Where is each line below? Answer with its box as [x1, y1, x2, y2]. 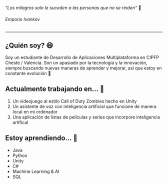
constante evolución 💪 [5, 70, 51, 76]
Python [12, 152, 27, 158]
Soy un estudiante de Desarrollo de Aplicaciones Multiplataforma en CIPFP [5, 54, 159, 60]
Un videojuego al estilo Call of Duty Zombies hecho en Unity [12, 98, 137, 104]
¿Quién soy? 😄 [5, 41, 53, 49]
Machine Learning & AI [12, 168, 59, 174]
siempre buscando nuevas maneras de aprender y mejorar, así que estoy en [5, 65, 162, 71]
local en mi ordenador [12, 108, 58, 114]
